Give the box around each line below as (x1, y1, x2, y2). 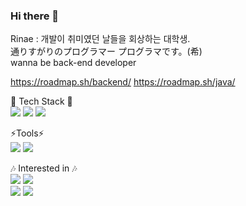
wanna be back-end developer (10, 57, 137, 69)
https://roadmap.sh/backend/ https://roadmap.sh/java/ (10, 76, 236, 88)
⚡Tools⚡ (10, 127, 45, 139)
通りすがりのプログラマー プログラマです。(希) (10, 45, 203, 58)
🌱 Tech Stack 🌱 (10, 95, 73, 108)
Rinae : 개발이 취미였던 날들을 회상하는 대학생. (10, 33, 191, 45)
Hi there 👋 (10, 9, 60, 23)
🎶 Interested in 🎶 (10, 162, 78, 174)
